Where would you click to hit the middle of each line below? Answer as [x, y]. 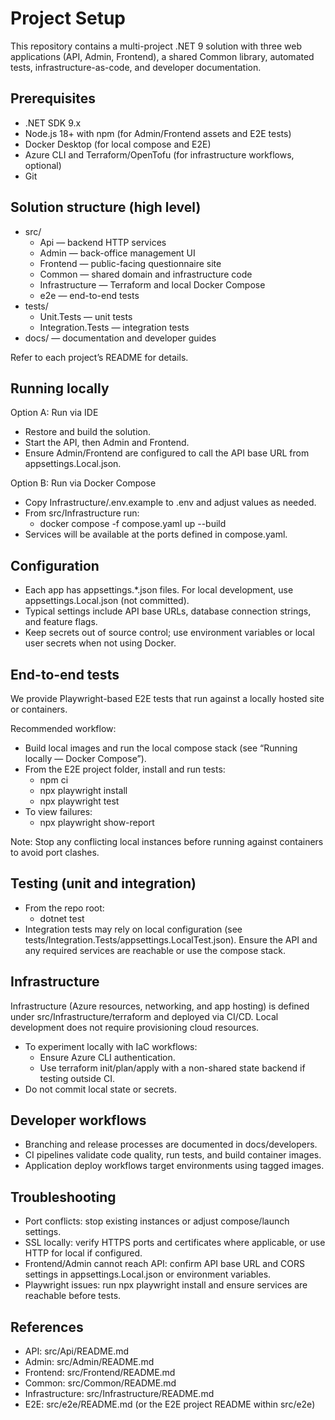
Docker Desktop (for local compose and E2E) [118, 144]
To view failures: [58, 811]
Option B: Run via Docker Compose [83, 483]
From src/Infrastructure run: [82, 513]
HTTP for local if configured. [83, 1253]
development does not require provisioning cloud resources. [135, 1027]
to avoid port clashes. [55, 852]
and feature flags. [61, 622]
